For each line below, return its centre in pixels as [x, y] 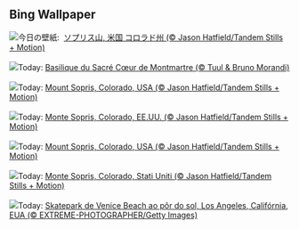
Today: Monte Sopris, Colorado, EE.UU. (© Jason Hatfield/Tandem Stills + [154, 117]
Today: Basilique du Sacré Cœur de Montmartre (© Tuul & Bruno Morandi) [154, 67]
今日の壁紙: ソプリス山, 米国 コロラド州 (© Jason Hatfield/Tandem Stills [150, 37]
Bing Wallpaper [53, 15]
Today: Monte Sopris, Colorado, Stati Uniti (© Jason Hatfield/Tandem [145, 176]
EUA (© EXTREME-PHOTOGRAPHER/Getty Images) [104, 215]
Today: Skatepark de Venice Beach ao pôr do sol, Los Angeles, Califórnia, [154, 205]
